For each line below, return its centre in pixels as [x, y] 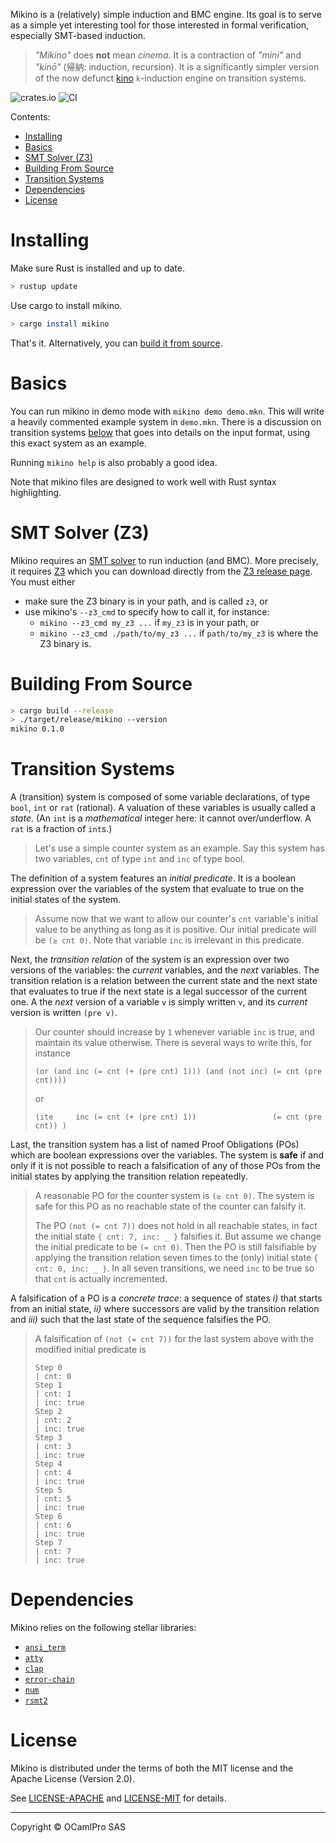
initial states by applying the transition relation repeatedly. [129, 1176]
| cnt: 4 [53, 1473]
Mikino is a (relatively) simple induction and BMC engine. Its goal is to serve [166, 14]
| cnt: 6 [53, 1525]
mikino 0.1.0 [37, 729]
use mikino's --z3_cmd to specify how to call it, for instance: [147, 611]
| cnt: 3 [53, 1447]
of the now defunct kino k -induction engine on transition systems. [170, 78]
